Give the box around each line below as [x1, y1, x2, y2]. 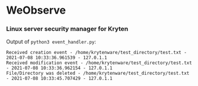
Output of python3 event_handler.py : [6, 38, 97, 45]
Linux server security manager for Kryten [6, 25, 129, 33]
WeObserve [6, 4, 66, 17]
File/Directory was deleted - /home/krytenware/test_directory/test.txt [6, 71, 190, 77]
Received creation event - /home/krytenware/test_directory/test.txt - [6, 50, 187, 56]
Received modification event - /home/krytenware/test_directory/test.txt [6, 60, 193, 66]
